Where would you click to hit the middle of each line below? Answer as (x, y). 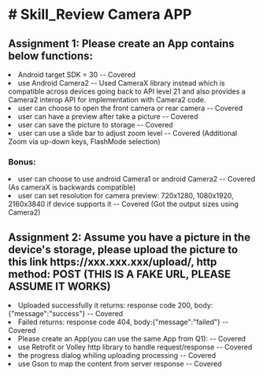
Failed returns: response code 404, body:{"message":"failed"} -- (124, 322)
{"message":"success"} (47, 314)
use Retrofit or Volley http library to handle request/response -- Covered (135, 347)
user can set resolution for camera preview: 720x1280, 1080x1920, (126, 196)
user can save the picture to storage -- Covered (96, 125)
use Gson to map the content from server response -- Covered (120, 364)
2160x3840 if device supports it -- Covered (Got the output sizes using (123, 204)
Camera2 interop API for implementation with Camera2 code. (107, 100)
